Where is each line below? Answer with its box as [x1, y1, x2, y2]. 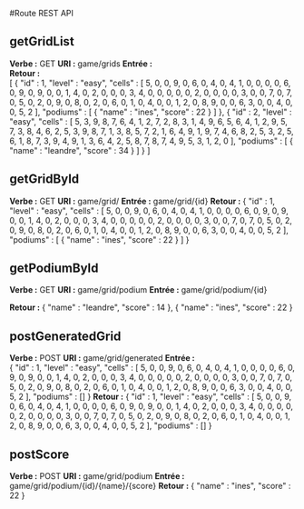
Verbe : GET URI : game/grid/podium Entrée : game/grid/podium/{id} [9, 284, 268, 295]
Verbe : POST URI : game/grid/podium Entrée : [9, 471, 185, 482]
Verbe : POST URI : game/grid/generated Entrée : [9, 353, 195, 364]
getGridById [9, 172, 80, 187]
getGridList [9, 34, 74, 49]
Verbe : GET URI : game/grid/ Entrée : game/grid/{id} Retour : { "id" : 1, [9, 195, 275, 206]
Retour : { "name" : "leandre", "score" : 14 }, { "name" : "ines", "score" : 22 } [9, 302, 293, 313]
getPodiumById [9, 261, 99, 276]
